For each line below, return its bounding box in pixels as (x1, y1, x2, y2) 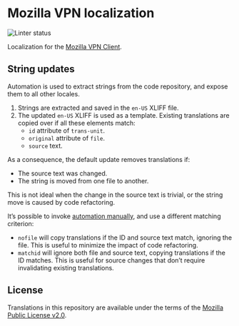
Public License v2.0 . (7, 310, 67, 319)
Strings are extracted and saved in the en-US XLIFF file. (17, 103, 180, 112)
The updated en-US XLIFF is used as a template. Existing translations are (17, 111, 230, 119)
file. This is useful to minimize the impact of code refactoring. (17, 240, 198, 249)
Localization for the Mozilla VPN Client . (7, 42, 123, 51)
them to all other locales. (7, 89, 80, 98)
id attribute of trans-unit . (28, 126, 106, 135)
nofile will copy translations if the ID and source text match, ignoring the (17, 233, 233, 242)
